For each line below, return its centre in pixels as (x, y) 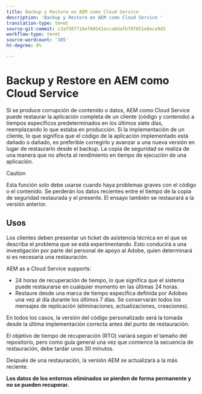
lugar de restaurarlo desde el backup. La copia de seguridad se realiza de (98, 148)
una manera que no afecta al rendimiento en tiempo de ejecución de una (96, 155)
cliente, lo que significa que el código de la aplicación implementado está (97, 136)
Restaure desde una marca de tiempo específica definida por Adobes (101, 293)
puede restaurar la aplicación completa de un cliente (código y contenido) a (100, 116)
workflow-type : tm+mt (33, 34)
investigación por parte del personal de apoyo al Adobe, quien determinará (99, 250)
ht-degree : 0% (24, 46)
